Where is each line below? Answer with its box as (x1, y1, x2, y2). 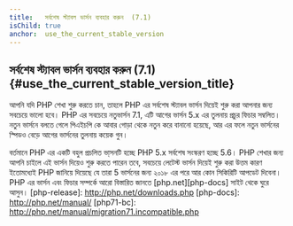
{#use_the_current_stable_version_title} (9, 76, 235, 91)
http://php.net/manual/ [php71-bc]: (9, 197, 136, 208)
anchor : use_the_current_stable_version (9, 29, 165, 38)
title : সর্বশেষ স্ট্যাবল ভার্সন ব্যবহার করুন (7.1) (9, 12, 152, 22)
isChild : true (9, 21, 62, 30)
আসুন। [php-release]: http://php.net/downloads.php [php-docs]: (9, 187, 240, 198)
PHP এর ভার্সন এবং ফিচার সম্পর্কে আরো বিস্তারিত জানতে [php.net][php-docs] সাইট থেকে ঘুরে (9, 177, 270, 188)
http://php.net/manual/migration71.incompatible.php (9, 207, 199, 217)
